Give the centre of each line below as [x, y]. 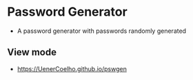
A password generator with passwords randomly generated [102, 31]
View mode [32, 52]
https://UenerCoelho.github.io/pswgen [72, 68]
